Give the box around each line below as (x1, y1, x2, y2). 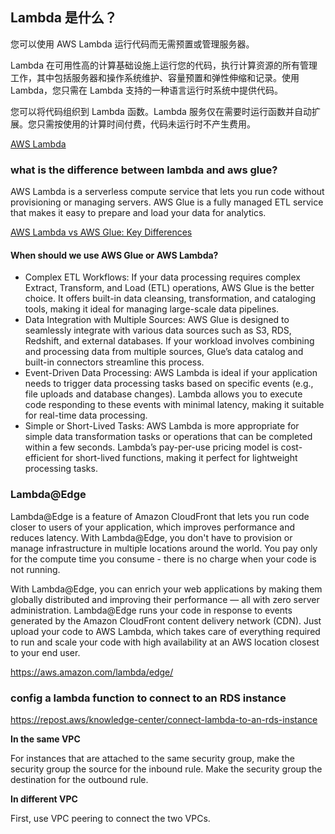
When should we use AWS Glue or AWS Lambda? (10, 249, 219, 261)
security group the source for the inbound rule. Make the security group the (10, 763, 323, 775)
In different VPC (10, 793, 78, 805)
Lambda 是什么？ (10, 9, 118, 27)
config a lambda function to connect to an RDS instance (10, 691, 287, 705)
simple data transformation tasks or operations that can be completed (24, 431, 313, 443)
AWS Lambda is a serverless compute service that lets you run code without (10, 186, 325, 198)
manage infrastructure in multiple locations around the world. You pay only (10, 542, 318, 554)
